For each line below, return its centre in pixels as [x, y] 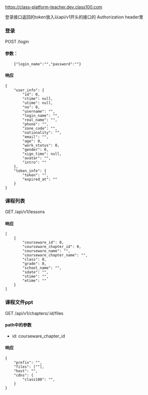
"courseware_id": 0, [43, 243]
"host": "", [26, 371]
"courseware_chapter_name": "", [55, 255]
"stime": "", [36, 277]
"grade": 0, [35, 264]
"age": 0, [32, 141]
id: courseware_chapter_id [39, 336]
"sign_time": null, [42, 154]
